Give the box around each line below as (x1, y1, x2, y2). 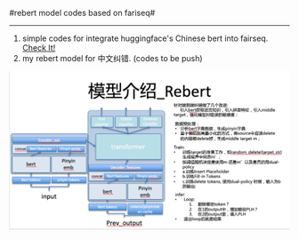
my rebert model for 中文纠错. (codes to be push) (21, 53, 203, 63)
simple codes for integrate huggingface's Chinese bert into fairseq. (21, 33, 269, 44)
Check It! (21, 43, 56, 52)
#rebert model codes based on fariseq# (9, 8, 156, 18)
